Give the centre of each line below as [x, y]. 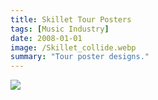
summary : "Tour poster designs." [80, 57]
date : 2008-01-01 [46, 38]
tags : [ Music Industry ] [60, 29]
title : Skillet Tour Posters [71, 19]
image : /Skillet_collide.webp [73, 47]
